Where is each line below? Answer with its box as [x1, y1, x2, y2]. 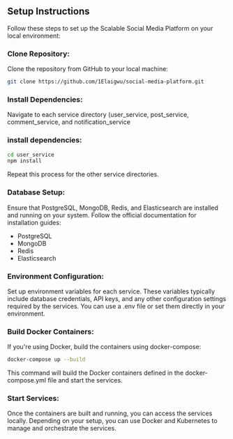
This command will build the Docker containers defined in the [7, 369, 183, 377]
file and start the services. [47, 376, 123, 385]
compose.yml [7, 376, 47, 385]
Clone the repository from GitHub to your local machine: [7, 65, 169, 73]
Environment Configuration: [7, 271, 105, 281]
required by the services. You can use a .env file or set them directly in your [7, 302, 225, 310]
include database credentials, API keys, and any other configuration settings [7, 294, 227, 302]
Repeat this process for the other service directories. [7, 170, 159, 178]
